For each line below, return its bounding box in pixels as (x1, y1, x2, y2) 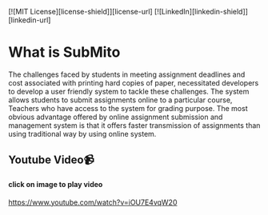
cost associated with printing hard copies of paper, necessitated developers (8, 78, 259, 87)
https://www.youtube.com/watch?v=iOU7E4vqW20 (8, 197, 178, 207)
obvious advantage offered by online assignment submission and (8, 112, 223, 121)
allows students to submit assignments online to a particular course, (8, 95, 233, 105)
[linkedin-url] (8, 15, 51, 25)
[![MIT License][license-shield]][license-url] (8, 7, 154, 16)
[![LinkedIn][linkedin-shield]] (154, 7, 248, 16)
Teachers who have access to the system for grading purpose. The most (8, 103, 248, 113)
